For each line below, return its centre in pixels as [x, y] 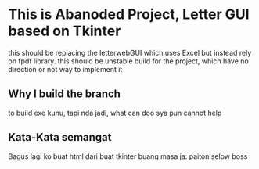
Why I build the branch [65, 94]
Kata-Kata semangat [60, 137]
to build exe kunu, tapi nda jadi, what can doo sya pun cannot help [115, 113]
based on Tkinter [65, 31]
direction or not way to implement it [65, 69]
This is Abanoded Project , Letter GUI [129, 14]
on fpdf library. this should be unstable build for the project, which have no [128, 61]
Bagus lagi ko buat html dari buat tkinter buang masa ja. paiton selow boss [128, 156]
